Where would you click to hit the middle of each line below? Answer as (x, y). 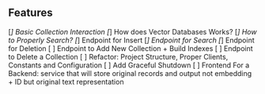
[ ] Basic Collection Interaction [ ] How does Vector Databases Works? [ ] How (132, 31)
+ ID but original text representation (66, 81)
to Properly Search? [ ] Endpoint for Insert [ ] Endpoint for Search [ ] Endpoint (131, 40)
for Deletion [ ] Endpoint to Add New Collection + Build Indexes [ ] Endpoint (131, 48)
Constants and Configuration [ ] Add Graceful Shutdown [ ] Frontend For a (129, 65)
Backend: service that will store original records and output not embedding (130, 73)
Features (30, 13)
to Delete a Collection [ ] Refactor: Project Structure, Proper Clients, (118, 56)
